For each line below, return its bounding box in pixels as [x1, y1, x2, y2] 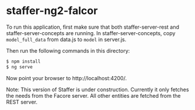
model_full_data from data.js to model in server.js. [6, 36, 127, 43]
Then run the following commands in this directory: [6, 47, 130, 54]
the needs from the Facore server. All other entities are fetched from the [6, 92, 181, 99]
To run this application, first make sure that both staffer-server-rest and [6, 23, 180, 30]
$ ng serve [6, 64, 33, 70]
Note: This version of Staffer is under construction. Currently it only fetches [6, 86, 190, 93]
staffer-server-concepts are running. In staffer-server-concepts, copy [6, 29, 176, 36]
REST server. [6, 98, 38, 105]
